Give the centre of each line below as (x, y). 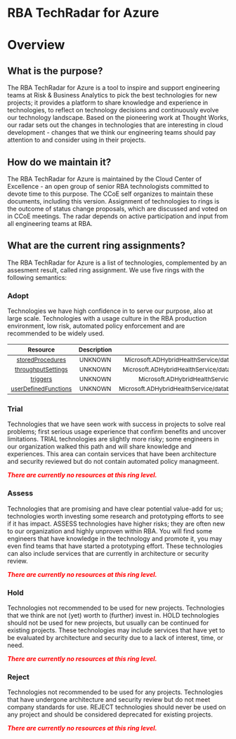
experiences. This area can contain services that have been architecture (112, 454)
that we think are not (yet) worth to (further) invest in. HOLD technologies (113, 615)
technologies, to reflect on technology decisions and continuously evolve (113, 110)
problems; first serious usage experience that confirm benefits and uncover (117, 432)
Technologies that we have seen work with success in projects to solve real (117, 424)
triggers (41, 379)
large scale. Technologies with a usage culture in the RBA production (107, 319)
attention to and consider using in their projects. (77, 140)
